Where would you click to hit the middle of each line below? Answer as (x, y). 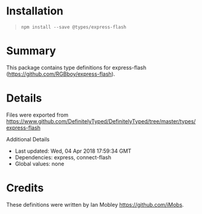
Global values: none (39, 164)
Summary (31, 51)
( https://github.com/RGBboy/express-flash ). (61, 74)
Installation (35, 11)
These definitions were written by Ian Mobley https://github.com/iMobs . (95, 204)
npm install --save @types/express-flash (73, 27)
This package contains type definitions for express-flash (76, 67)
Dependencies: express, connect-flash (63, 157)
